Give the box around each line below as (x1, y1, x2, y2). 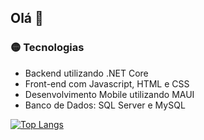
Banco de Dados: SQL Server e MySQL (24, 99, 186, 111)
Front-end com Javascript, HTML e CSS (24, 77, 190, 90)
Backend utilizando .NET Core (24, 67, 149, 79)
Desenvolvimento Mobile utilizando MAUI (24, 88, 195, 100)
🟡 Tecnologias (10, 41, 85, 55)
